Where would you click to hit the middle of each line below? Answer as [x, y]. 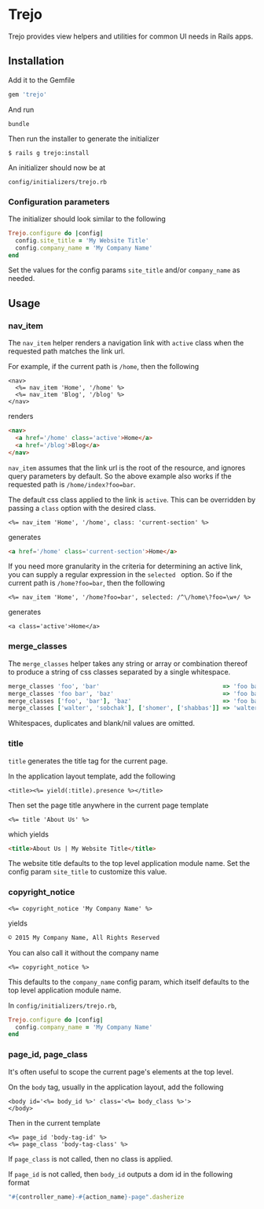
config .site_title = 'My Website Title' [82, 240]
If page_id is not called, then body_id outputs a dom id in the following [121, 1174]
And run [21, 109]
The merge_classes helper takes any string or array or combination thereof [128, 664]
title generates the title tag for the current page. [88, 760]
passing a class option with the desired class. [82, 508]
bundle [19, 124]
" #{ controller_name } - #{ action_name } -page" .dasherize [96, 1197]
